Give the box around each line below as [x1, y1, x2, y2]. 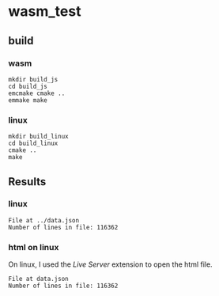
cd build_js [8, 82, 47, 90]
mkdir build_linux [8, 133, 69, 141]
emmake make [8, 96, 47, 104]
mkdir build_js [8, 75, 59, 83]
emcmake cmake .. [8, 89, 66, 97]
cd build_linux [8, 139, 59, 148]
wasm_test [8, 2, 81, 21]
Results [8, 175, 47, 188]
